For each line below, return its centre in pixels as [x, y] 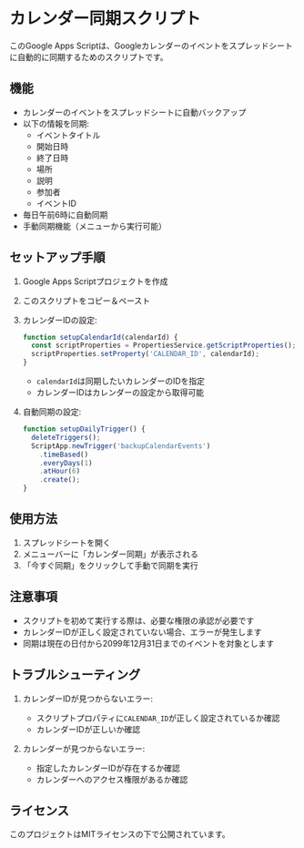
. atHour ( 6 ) [60, 471]
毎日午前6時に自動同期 [65, 214]
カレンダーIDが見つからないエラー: [87, 699]
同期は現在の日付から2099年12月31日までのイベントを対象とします [148, 643]
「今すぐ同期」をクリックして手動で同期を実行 [110, 565]
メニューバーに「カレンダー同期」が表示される [110, 554]
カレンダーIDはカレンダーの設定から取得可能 [120, 393]
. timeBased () [64, 455]
